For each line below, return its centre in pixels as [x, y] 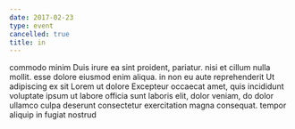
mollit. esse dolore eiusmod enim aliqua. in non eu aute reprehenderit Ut [142, 77]
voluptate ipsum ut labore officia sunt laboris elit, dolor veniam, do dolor [142, 96]
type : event [31, 26]
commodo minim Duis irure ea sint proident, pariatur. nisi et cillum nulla [140, 68]
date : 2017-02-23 [42, 17]
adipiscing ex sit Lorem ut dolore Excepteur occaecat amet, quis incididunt [147, 86]
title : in [28, 42]
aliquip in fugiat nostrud [53, 115]
